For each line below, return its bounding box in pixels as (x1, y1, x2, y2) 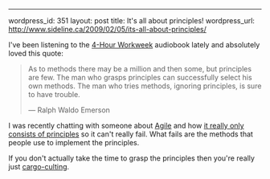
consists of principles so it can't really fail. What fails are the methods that (8, 129, 253, 139)
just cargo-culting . (8, 162, 70, 171)
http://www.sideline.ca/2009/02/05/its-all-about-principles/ (8, 25, 207, 34)
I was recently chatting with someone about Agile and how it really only (8, 121, 244, 130)
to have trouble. (27, 90, 80, 99)
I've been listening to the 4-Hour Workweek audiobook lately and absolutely (8, 40, 260, 49)
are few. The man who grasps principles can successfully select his (27, 73, 252, 82)
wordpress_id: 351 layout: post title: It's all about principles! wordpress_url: (8, 16, 256, 25)
